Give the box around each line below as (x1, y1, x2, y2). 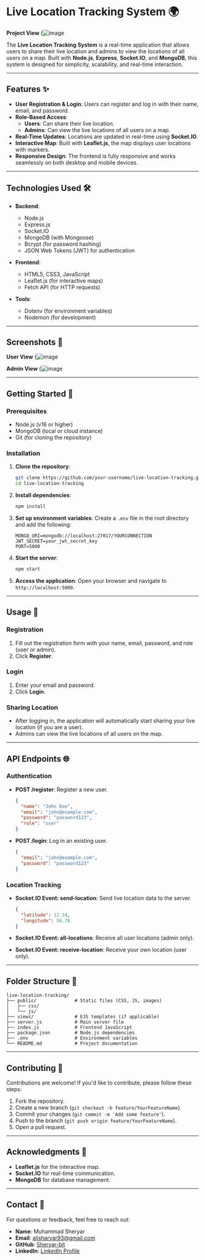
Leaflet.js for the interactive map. (15, 1163, 100, 1170)
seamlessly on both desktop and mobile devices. (15, 158, 138, 166)
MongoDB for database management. (15, 1176, 111, 1184)
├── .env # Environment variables (6, 1035, 138, 1042)
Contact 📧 (6, 1199, 45, 1210)
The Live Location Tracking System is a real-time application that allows (6, 41, 190, 48)
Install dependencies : (15, 492, 71, 499)
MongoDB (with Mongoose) (24, 234, 95, 241)
